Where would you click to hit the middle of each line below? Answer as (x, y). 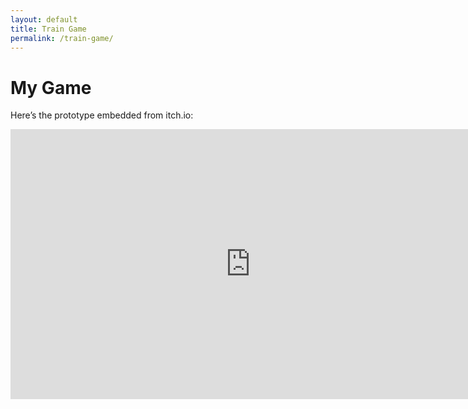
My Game (51, 87)
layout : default (44, 19)
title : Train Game (48, 29)
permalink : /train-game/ (62, 38)
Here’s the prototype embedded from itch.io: (102, 115)
